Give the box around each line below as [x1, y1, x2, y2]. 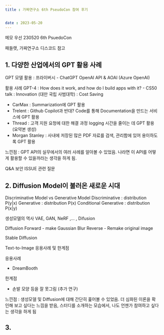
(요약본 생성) [12, 126, 37, 132]
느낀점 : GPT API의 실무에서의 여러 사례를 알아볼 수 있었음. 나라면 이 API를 [5, 149, 147, 155]
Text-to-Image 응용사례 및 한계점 [5, 245, 70, 251]
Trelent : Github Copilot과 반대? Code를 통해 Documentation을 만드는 [12, 108, 148, 114]
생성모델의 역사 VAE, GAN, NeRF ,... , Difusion [5, 215, 95, 221]
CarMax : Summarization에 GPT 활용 [12, 102, 86, 108]
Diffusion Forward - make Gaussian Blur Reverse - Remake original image [5, 225, 153, 231]
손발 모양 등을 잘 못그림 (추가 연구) [12, 286, 78, 292]
